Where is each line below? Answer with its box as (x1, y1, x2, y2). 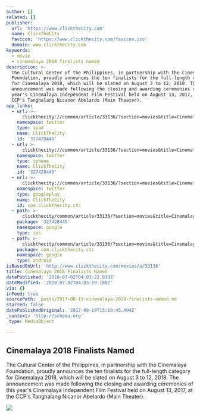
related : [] (6, 14, 36, 20)
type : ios (17, 230, 42, 236)
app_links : (6, 102, 33, 109)
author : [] (6, 8, 33, 15)
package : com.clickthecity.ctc (17, 246, 95, 253)
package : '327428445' (17, 219, 70, 225)
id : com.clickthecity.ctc (17, 202, 82, 208)
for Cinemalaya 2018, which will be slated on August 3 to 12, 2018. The (6, 374, 179, 381)
